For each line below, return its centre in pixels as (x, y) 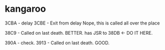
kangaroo (25, 9)
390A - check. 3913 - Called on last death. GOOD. (57, 43)
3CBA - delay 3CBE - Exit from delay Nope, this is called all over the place (82, 23)
